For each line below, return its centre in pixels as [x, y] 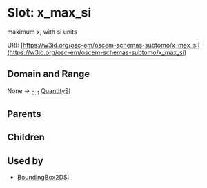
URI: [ [15, 45]
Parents [24, 114]
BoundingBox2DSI [43, 178]
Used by [25, 161]
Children [26, 137]
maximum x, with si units [42, 32]
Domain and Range [49, 74]
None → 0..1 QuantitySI [39, 91]
